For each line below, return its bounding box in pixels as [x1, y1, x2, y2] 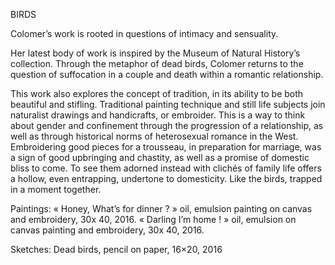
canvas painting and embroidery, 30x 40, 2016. [10, 224, 205, 236]
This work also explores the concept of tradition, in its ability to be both [10, 88, 304, 99]
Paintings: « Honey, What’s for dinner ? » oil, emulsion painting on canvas [10, 203, 313, 214]
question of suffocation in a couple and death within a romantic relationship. [10, 69, 324, 80]
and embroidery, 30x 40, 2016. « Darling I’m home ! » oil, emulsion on [10, 214, 297, 225]
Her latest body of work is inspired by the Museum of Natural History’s [10, 47, 301, 59]
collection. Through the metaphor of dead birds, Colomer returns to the [10, 58, 304, 69]
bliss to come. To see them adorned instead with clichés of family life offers [10, 162, 322, 174]
